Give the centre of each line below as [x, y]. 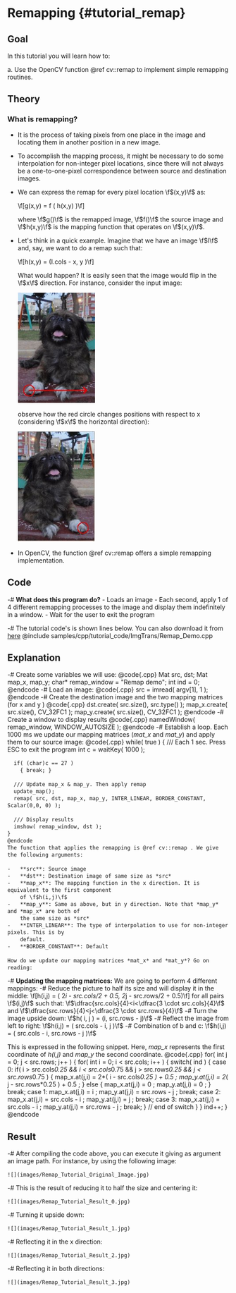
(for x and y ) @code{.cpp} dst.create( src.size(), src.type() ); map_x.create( [117, 705]
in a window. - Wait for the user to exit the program [81, 614]
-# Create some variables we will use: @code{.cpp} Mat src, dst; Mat [107, 675]
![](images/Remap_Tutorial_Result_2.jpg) [69, 1256]
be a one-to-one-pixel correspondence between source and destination [122, 171]
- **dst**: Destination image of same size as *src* [89, 876]
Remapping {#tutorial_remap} [97, 13]
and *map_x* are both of [44, 912]
